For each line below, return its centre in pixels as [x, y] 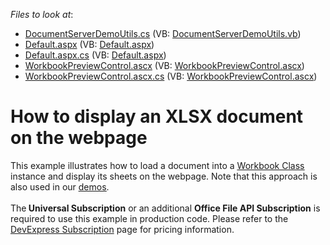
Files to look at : [42, 14]
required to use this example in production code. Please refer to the [149, 218]
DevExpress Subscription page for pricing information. [122, 229]
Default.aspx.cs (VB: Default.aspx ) [95, 55]
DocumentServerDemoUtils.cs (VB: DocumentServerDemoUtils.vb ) [163, 33]
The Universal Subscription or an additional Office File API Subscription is [165, 208]
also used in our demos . [60, 186]
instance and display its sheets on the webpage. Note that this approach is [164, 176]
